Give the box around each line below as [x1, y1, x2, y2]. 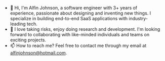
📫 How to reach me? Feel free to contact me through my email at [10, 43, 147, 48]
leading [10, 21, 26, 27]
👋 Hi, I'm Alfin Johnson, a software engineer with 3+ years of [10, 5, 138, 11]
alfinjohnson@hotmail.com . [10, 50, 67, 55]
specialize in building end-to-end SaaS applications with [10, 16, 128, 21]
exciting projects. [10, 37, 47, 43]
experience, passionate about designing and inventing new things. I [10, 10, 151, 16]
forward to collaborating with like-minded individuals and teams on [10, 32, 150, 37]
